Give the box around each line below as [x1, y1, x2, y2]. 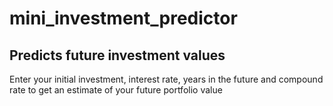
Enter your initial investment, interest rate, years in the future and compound [9, 73, 324, 85]
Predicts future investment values [9, 47, 226, 64]
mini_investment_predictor [9, 7, 238, 30]
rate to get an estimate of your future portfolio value [9, 84, 223, 96]
